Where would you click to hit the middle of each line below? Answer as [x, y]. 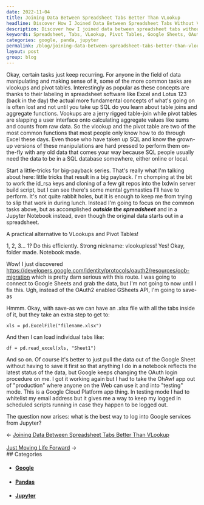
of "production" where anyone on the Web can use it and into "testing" [95, 385]
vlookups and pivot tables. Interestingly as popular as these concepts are [98, 87]
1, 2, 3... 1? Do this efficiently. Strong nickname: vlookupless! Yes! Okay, [96, 246]
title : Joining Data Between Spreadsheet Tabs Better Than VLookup [93, 18]
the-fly [15, 152]
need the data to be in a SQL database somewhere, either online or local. [97, 158]
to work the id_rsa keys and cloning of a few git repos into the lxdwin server [101, 183]
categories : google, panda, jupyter [53, 40]
